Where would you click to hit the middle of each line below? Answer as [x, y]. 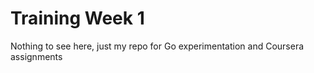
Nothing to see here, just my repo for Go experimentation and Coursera [157, 46]
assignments [36, 56]
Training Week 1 [77, 18]
